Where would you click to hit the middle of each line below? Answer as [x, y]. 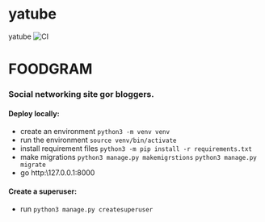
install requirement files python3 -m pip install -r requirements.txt [136, 149]
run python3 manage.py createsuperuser [86, 209]
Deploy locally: [34, 113]
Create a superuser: [43, 191]
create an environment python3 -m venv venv [95, 132]
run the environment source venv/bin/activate [98, 140]
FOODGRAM [50, 69]
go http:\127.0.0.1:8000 [57, 173]
